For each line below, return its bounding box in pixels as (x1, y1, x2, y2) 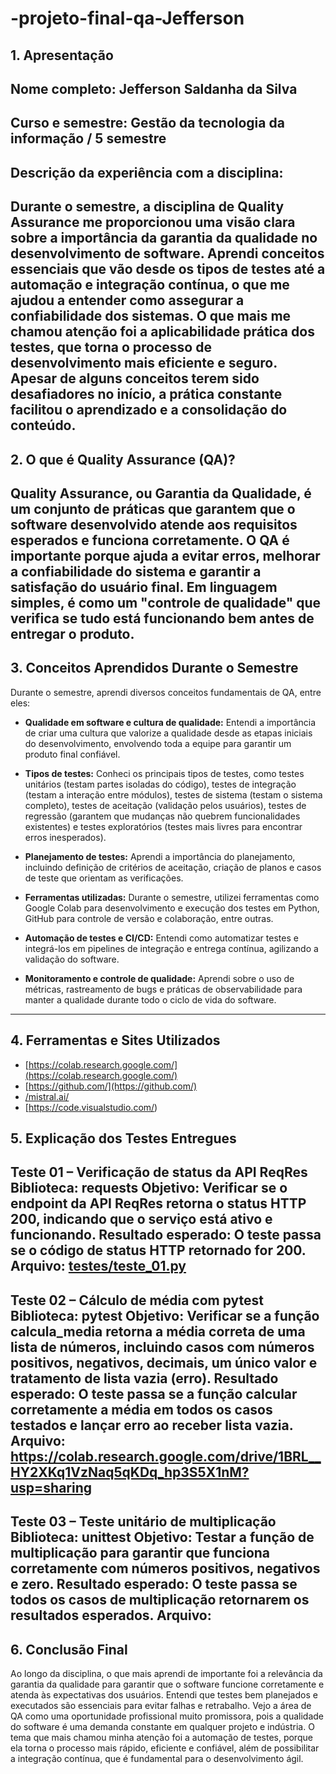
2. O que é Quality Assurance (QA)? (10, 451, 236, 468)
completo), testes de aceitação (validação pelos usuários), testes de (24, 799, 307, 811)
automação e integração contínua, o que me (10, 277, 290, 294)
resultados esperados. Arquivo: (10, 1607, 212, 1624)
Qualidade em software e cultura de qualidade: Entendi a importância (24, 716, 317, 728)
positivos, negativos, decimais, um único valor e (10, 1354, 318, 1371)
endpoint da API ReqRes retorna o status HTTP (10, 1195, 307, 1212)
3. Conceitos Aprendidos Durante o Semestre (10, 660, 299, 677)
